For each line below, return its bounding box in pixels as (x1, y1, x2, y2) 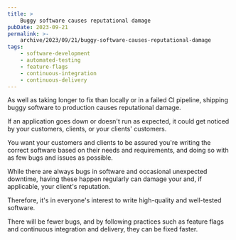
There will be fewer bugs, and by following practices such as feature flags (7, 217, 224, 226)
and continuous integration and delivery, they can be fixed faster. (7, 225, 198, 234)
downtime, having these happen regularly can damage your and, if (7, 175, 203, 183)
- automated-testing (20, 57, 81, 64)
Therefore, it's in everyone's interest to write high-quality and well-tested (7, 196, 222, 204)
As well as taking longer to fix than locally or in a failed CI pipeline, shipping (7, 96, 229, 104)
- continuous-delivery (20, 76, 87, 84)
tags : (7, 43, 23, 50)
